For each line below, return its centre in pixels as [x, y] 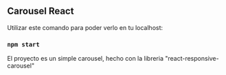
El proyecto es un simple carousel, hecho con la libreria [85, 59]
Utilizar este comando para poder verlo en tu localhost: [85, 27]
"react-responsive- [192, 59]
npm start [23, 44]
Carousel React [41, 11]
